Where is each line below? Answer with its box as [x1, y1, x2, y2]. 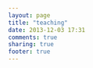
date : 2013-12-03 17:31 [8, 26, 86, 34]
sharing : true [8, 41, 55, 48]
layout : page [8, 11, 51, 20]
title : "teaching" [8, 19, 68, 27]
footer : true [8, 48, 51, 55]
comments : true [8, 33, 58, 41]
